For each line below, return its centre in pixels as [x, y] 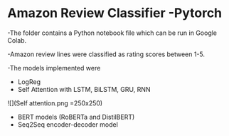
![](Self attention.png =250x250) [55, 103]
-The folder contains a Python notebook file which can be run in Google [112, 33]
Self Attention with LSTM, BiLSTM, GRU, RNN [84, 89]
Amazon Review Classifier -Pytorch [115, 13]
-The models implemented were [54, 68]
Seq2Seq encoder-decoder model [68, 124]
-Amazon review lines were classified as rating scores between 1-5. [106, 54]
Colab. [17, 40]
